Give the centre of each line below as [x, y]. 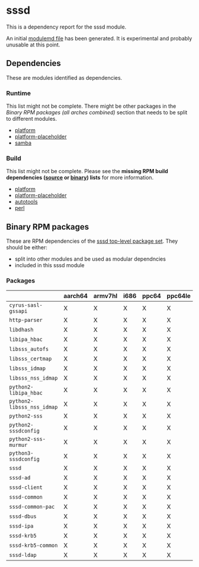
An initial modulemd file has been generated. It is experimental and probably [99, 38]
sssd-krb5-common [33, 546]
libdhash [21, 330]
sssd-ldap [23, 555]
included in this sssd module [49, 265]
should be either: [27, 248]
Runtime [19, 93]
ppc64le [179, 296]
